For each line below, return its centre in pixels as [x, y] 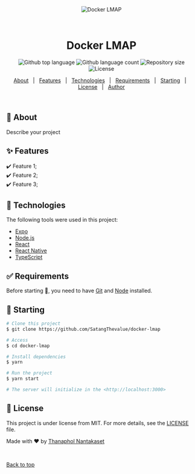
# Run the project [29, 373]
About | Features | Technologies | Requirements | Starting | [100, 80]
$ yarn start [23, 379]
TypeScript [29, 257]
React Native [31, 251]
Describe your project [33, 132]
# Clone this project [34, 324]
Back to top [21, 464]
